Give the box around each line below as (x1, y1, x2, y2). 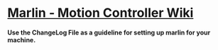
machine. (7, 35, 36, 44)
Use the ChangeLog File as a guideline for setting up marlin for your (7, 28, 211, 37)
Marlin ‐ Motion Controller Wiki (7, 5, 194, 21)
